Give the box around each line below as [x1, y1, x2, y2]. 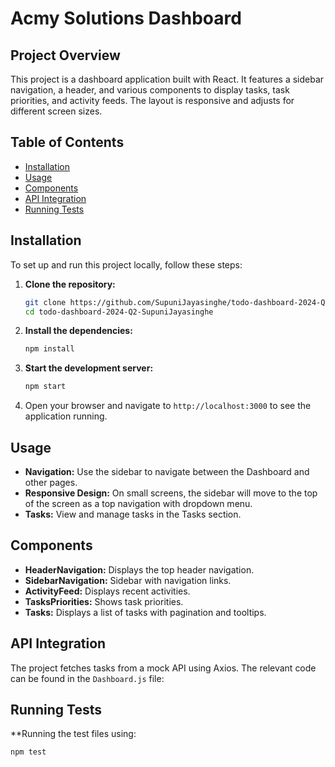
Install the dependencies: [24, 325, 133, 337]
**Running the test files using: [10, 728, 137, 740]
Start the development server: [24, 362, 154, 374]
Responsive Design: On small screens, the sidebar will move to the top [24, 487, 318, 499]
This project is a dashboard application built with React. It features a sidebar [10, 73, 325, 85]
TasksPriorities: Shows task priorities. [24, 595, 184, 607]
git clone [24, 297, 67, 307]
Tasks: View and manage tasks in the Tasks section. [24, 508, 242, 520]
